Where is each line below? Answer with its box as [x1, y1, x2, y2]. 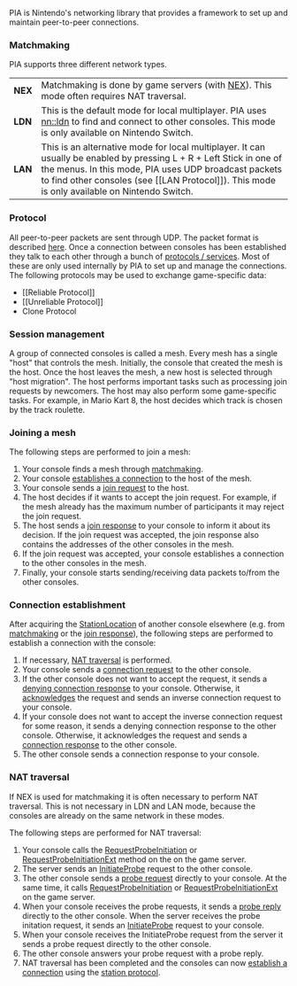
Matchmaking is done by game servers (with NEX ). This [41, 79, 272, 91]
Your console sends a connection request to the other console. [21, 664, 252, 675]
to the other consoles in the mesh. [21, 558, 148, 569]
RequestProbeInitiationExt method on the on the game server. [21, 854, 247, 865]
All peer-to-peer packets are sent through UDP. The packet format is [9, 232, 259, 243]
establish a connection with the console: [9, 638, 156, 648]
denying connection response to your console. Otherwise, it [21, 683, 240, 694]
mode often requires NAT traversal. [41, 90, 187, 103]
